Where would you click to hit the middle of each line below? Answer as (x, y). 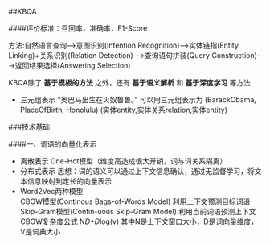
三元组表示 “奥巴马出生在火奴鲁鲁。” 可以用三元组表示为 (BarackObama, (138, 99)
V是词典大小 (40, 232)
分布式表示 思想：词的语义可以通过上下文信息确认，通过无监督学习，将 (137, 171)
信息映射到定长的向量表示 (70, 181)
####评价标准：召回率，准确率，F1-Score (78, 28)
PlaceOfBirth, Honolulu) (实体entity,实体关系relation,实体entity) (123, 110)
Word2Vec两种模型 (51, 191)
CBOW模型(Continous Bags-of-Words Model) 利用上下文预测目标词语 (135, 201)
